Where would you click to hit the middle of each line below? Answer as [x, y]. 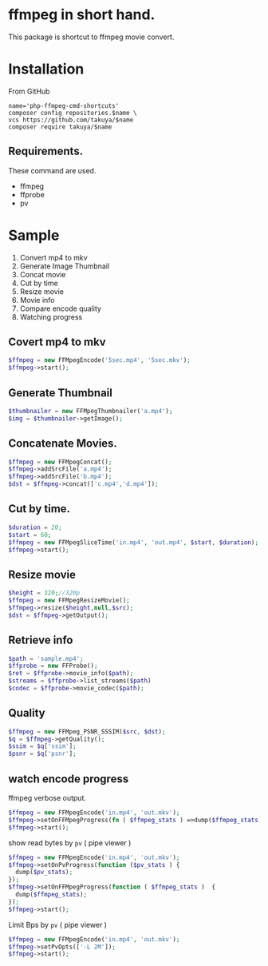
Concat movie [43, 274]
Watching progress [51, 316]
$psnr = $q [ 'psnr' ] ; [43, 754]
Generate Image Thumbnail [65, 266]
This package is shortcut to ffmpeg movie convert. [91, 37]
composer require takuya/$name [60, 127]
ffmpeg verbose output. [47, 798]
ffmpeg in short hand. [82, 15]
